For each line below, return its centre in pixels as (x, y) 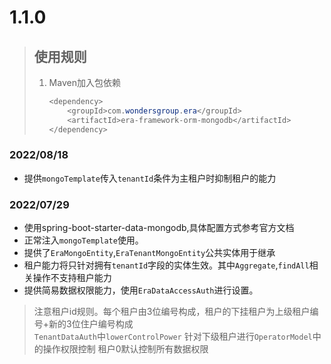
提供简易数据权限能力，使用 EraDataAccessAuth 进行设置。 (141, 290)
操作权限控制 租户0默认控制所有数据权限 (125, 349)
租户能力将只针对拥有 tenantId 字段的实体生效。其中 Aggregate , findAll (166, 265)
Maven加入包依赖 (84, 82)
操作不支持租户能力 (72, 278)
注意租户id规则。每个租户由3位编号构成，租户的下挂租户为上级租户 (172, 312)
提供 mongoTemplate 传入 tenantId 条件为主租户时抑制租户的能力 (150, 178)
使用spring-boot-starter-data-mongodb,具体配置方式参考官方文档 (159, 228)
